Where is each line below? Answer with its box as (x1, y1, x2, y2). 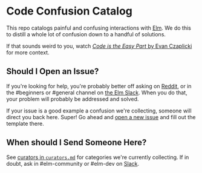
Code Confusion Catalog (6, 4, 133, 18)
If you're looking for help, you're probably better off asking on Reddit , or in (6, 82, 192, 90)
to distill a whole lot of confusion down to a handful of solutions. (6, 30, 166, 38)
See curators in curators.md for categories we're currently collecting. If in (6, 153, 189, 161)
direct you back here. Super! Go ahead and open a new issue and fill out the (6, 113, 196, 120)
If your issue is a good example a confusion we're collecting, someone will (6, 107, 192, 114)
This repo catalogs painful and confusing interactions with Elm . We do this (6, 24, 192, 31)
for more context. (6, 48, 50, 56)
